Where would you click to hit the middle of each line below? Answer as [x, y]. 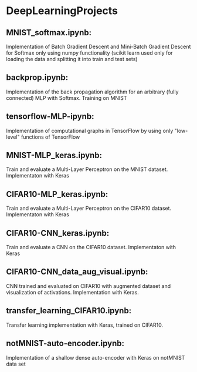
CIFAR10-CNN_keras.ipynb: [58, 233]
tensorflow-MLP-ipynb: [50, 117]
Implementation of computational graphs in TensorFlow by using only [90, 130]
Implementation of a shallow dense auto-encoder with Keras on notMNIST [96, 357]
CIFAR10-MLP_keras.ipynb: [57, 194]
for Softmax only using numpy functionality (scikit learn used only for [89, 53]
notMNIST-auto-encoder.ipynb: [65, 343]
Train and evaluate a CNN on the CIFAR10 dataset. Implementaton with [91, 247]
